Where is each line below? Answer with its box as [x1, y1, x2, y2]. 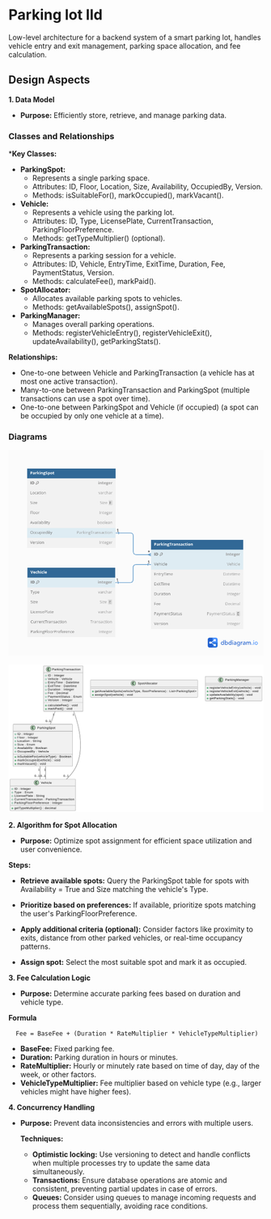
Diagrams [8, 431, 48, 442]
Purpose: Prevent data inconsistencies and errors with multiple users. [19, 1118, 253, 1128]
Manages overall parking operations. [32, 320, 155, 329]
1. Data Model [8, 95, 55, 104]
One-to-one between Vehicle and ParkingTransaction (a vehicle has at [19, 368, 255, 378]
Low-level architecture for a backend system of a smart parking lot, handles [8, 32, 261, 42]
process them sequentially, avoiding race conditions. [32, 1200, 209, 1211]
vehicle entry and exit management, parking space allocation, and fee [8, 40, 241, 50]
